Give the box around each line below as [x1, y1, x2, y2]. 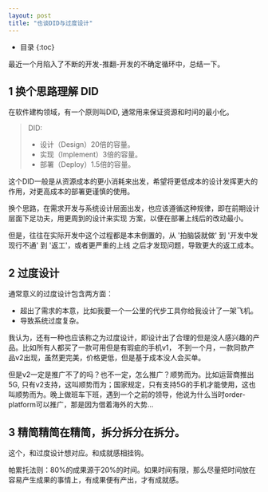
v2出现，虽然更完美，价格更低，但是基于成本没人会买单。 [14, 353, 206, 363]
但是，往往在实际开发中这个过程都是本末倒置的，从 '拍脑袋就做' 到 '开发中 [8, 231, 251, 240]
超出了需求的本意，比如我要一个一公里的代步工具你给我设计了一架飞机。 [19, 306, 258, 315]
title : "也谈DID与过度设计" [8, 19, 93, 27]
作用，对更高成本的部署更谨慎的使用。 [8, 187, 134, 196]
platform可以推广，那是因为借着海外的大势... [8, 400, 154, 410]
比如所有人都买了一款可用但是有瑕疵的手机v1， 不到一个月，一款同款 [22, 343, 248, 352]
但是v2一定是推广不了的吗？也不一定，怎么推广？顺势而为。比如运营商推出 [8, 370, 254, 379]
